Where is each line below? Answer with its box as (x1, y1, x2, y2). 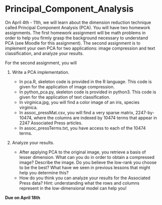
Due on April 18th (5, 194, 41, 200)
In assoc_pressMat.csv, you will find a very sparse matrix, (19, 109, 134, 115)
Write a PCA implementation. (12, 69, 70, 75)
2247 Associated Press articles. (19, 120, 83, 126)
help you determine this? (19, 170, 69, 175)
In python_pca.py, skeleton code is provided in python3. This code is (19, 89, 156, 95)
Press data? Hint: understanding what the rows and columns (19, 180, 140, 186)
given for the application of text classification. (19, 94, 111, 100)
